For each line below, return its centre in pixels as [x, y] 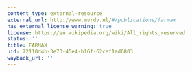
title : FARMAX [27, 45]
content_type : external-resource [55, 13]
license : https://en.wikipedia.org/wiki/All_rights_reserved [96, 33]
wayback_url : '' [30, 58]
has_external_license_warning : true [59, 26]
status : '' [23, 39]
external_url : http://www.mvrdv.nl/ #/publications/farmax [92, 20]
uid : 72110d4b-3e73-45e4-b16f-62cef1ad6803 [70, 52]
